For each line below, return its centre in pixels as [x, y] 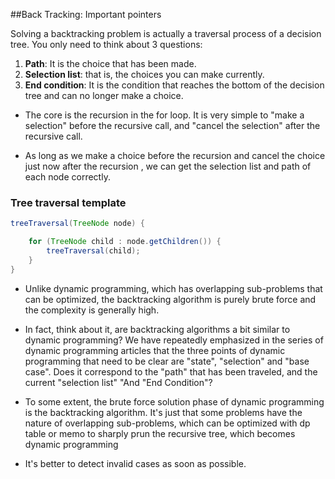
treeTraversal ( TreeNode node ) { [77, 224]
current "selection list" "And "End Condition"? [118, 382]
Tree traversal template [68, 202]
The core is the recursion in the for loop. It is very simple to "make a [164, 115]
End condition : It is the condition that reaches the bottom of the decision [174, 85]
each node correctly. [67, 177]
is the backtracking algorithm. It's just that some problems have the [163, 412]
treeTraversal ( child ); [93, 251]
